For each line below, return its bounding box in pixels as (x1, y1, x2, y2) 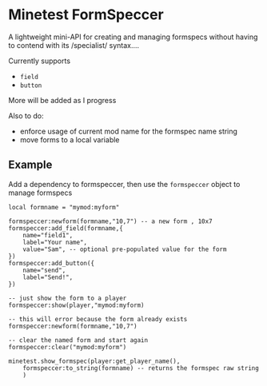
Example (8, 158, 53, 172)
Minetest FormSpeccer (8, 6, 164, 24)
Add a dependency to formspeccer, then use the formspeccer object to (8, 179, 241, 189)
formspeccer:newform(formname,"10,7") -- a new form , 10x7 (8, 217, 213, 225)
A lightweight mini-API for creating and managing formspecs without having (8, 32, 258, 42)
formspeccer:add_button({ (8, 259, 94, 267)
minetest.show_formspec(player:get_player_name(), (8, 357, 181, 365)
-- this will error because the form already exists (8, 315, 188, 323)
